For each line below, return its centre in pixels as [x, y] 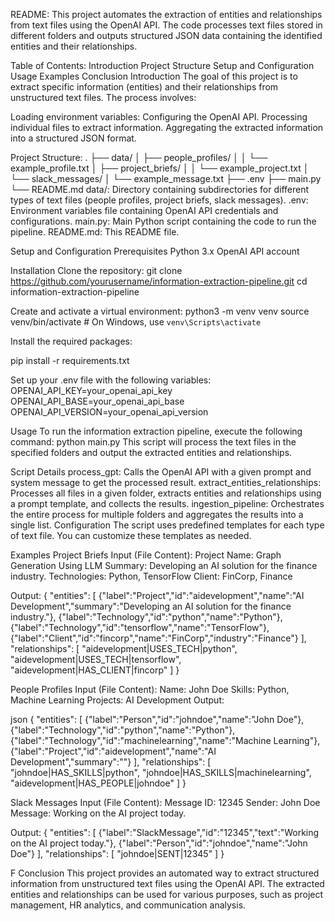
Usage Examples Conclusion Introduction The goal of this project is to [154, 76]
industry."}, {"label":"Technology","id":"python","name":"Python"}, [146, 617]
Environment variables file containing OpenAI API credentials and [144, 210]
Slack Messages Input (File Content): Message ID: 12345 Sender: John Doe [165, 802]
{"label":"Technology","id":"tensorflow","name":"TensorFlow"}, [140, 627]
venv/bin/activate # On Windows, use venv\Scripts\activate [136, 322]
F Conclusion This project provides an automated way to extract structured [165, 873]
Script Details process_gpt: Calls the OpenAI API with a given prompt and [161, 472]
